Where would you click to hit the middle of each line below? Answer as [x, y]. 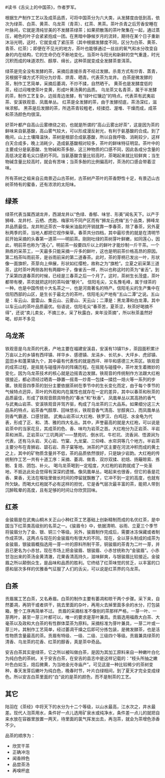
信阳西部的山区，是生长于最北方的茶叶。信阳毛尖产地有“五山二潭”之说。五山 [82, 294]
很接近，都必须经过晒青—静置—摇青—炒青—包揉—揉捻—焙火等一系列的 [78, 379]
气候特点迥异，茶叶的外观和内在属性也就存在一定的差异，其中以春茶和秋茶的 [82, 391]
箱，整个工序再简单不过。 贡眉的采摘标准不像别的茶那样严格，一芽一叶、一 [81, 611]
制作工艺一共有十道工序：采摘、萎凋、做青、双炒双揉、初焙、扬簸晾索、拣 [84, 459]
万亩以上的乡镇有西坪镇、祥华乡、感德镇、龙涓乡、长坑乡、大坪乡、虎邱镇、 [82, 355]
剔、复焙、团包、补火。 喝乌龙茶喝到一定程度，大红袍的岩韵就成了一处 [77, 465]
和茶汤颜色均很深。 [25, 114]
